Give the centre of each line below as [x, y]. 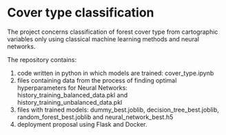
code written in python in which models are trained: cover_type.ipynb [115, 73]
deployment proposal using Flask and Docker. [82, 124]
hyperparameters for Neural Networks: [72, 87]
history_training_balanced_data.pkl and [72, 95]
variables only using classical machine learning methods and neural [103, 39]
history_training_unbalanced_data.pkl [70, 102]
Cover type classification [81, 13]
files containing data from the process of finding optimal [97, 80]
